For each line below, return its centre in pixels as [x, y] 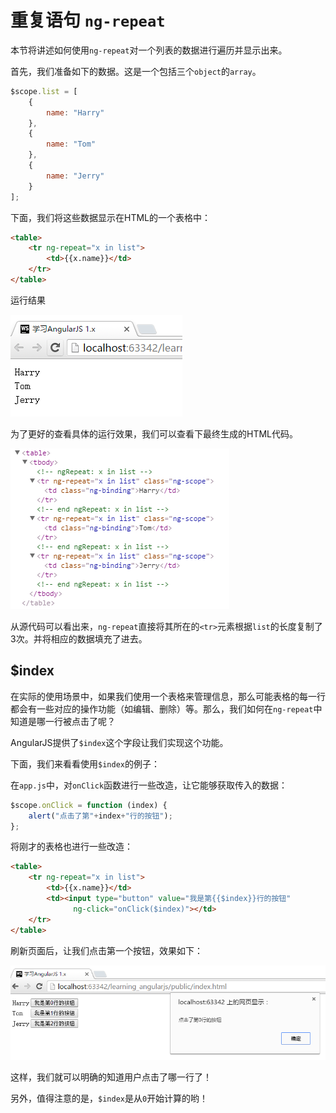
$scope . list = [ [44, 91]
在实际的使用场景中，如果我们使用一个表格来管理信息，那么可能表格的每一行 [168, 696]
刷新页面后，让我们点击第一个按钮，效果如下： [106, 950]
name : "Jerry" [75, 176]
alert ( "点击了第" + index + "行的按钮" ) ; [100, 816]
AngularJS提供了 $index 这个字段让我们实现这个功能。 [119, 742]
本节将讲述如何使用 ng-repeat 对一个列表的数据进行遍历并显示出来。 [149, 50]
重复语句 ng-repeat [88, 20]
